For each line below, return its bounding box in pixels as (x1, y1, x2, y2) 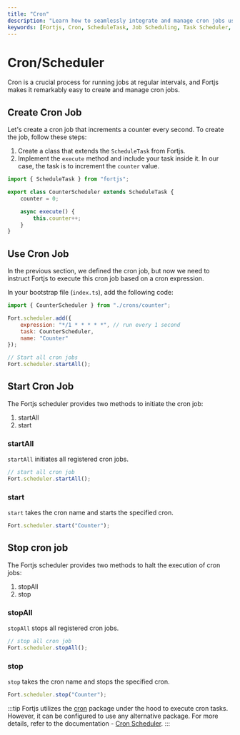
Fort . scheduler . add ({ (7, 315, 72, 322)
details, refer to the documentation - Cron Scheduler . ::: (7, 719, 171, 728)
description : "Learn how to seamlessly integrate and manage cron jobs (7, 17, 225, 24)
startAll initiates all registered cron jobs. (7, 455, 129, 464)
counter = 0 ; (20, 195, 59, 202)
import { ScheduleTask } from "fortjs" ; (7, 176, 130, 183)
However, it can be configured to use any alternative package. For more (7, 711, 219, 721)
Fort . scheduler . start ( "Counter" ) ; (7, 522, 111, 529)
